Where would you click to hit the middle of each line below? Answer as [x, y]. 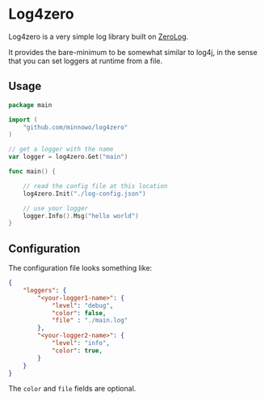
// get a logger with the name [61, 149]
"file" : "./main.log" [90, 321]
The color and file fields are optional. [72, 389]
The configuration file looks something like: [80, 268]
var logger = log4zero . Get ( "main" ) [68, 157]
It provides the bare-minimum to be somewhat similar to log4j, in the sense [133, 52]
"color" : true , [77, 350]
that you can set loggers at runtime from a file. [86, 61]
